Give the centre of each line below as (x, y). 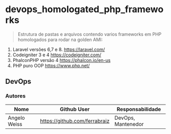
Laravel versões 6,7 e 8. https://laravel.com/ (59, 49)
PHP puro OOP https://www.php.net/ (51, 65)
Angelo (17, 118)
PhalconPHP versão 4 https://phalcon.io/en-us (62, 60)
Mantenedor (129, 124)
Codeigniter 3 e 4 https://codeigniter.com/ (57, 55)
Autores (16, 96)
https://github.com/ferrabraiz (75, 121)
